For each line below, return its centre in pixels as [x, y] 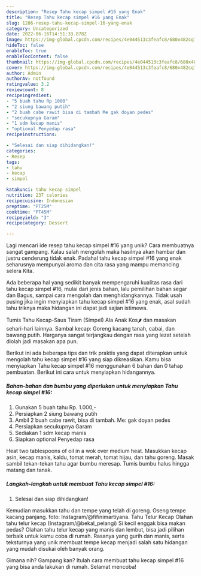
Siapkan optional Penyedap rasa [54, 439]
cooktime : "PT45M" [29, 212]
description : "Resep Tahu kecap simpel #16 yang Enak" [76, 12]
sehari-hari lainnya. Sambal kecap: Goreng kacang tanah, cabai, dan [91, 329]
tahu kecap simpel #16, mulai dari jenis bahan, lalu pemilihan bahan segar [97, 289]
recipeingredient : [29, 95]
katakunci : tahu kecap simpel [44, 190]
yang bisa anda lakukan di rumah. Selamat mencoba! [71, 567]
